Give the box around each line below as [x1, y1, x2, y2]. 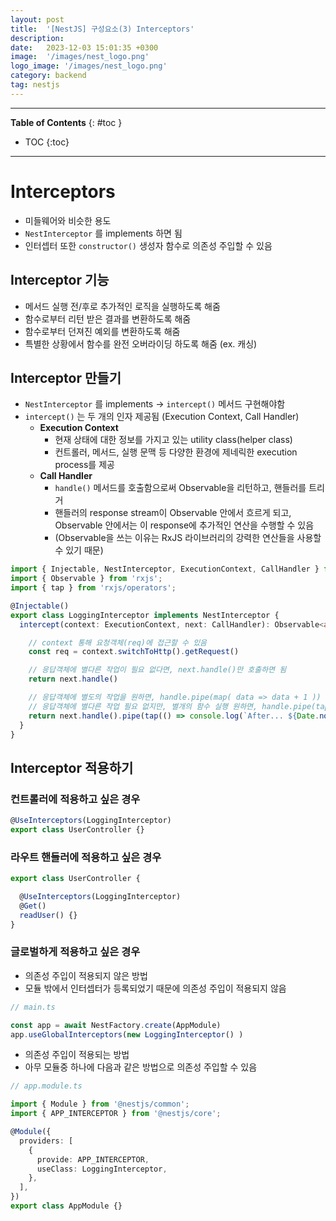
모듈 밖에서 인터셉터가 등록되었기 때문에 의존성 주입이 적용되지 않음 [24, 982, 287, 994]
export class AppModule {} [10, 1201, 123, 1211]
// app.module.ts [10, 1081, 83, 1091]
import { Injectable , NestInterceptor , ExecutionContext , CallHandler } [10, 564, 320, 575]
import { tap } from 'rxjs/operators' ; [10, 583, 177, 593]
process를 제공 [54, 459, 115, 471]
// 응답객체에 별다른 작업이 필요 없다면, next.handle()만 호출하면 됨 [28, 665, 287, 675]
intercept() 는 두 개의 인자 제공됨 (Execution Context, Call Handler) [24, 411, 300, 423]
